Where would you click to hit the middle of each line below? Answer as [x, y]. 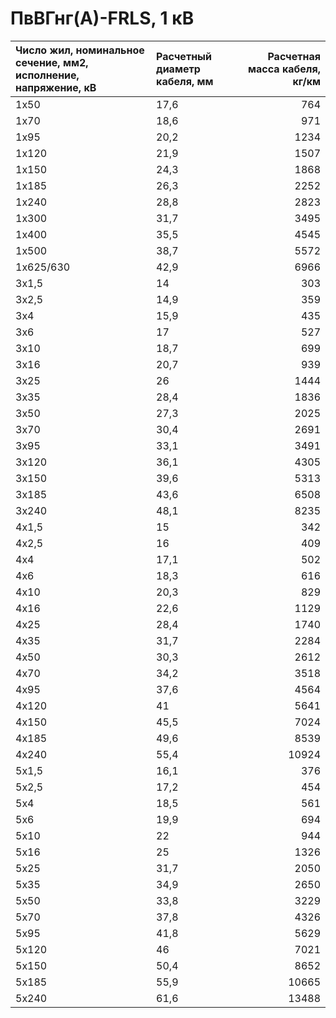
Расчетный [184, 56]
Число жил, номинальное [80, 50]
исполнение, [47, 75]
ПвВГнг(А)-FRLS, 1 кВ [102, 18]
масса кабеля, [284, 69]
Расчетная [294, 56]
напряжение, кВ [56, 87]
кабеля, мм [185, 81]
